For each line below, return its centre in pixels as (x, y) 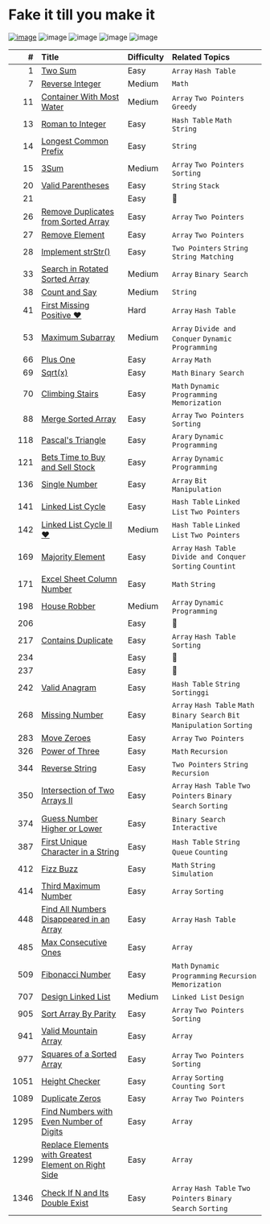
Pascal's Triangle (74, 440)
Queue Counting (200, 852)
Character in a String (80, 851)
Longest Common (75, 141)
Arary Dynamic (198, 436)
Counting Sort (199, 1086)
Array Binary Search (210, 274)
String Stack (196, 186)
